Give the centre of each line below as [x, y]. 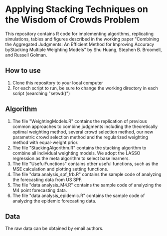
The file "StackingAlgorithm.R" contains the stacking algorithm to [79, 147]
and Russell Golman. [26, 55]
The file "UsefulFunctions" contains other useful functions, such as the [85, 163]
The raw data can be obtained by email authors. [54, 228]
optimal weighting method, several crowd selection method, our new [83, 131]
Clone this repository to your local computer [58, 82]
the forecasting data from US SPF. [48, 179]
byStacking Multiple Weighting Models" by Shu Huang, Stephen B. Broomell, [83, 49]
